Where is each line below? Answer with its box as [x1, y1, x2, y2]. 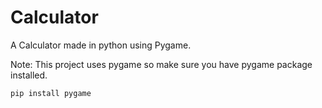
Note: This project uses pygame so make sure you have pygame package [10, 58, 313, 70]
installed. [10, 69, 48, 81]
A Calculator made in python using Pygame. [10, 39, 192, 51]
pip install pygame [10, 88, 92, 98]
